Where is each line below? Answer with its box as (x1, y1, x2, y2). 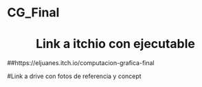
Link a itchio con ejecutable (35, 36, 196, 52)
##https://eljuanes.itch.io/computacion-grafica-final (7, 59, 155, 67)
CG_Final (7, 5, 60, 21)
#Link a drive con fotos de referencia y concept (7, 72, 142, 80)
